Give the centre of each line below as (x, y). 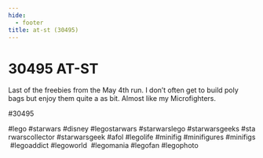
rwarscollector (31, 137)
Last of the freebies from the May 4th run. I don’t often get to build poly (124, 90)
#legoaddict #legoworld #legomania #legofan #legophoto (104, 145)
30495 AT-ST (53, 68)
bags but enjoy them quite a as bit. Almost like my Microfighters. (112, 99)
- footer (29, 23)
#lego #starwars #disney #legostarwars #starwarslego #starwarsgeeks (124, 129)
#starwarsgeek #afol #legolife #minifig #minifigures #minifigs (156, 137)
